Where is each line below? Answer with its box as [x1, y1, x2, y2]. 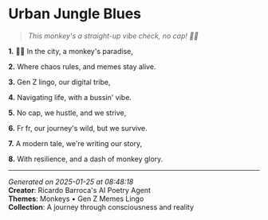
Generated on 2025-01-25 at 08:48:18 [8, 176, 134, 187]
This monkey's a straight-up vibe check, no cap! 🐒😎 [27, 31, 199, 41]
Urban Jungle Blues [8, 5, 142, 23]
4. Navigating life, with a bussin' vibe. [8, 92, 132, 102]
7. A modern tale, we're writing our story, [8, 138, 143, 148]
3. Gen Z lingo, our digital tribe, [8, 77, 111, 87]
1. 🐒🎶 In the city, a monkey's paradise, [8, 46, 133, 56]
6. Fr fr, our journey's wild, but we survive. [8, 123, 148, 133]
